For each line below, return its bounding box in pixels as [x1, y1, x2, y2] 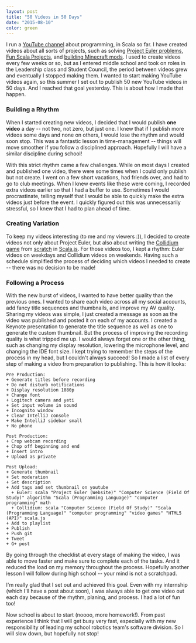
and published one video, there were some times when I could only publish [6, 168, 187, 175]
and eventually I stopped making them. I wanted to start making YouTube [6, 72, 182, 79]
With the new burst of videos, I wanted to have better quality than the [6, 292, 173, 299]
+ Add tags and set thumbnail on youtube [6, 485, 109, 491]
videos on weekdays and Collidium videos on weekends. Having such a [6, 251, 178, 258]
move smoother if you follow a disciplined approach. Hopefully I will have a [6, 144, 187, 151]
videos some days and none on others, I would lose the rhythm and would [6, 131, 184, 138]
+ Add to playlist [6, 520, 51, 526]
